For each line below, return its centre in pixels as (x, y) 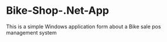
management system (31, 32)
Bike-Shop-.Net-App (58, 11)
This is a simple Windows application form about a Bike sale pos (83, 26)
